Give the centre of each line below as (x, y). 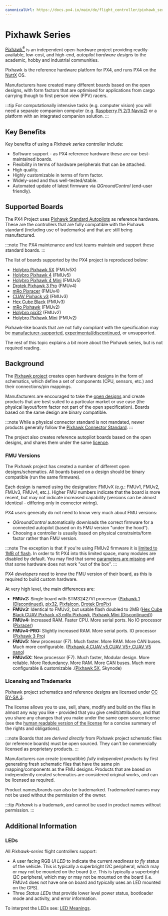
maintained (24, 159)
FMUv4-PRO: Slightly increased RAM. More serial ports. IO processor (84, 630)
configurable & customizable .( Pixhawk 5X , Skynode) (67, 668)
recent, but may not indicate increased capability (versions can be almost (81, 497)
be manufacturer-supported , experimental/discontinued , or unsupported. (80, 333)
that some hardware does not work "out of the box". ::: (61, 564)
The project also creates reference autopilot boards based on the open (78, 437)
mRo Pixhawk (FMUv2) (36, 307)
